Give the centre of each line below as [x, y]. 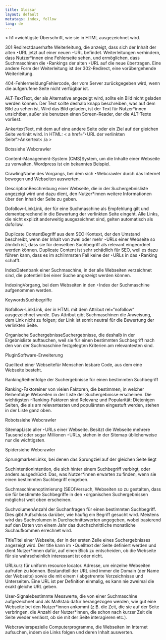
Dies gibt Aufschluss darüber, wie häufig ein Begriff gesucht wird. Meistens [82, 515]
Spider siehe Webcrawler [30, 450]
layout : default [22, 14]
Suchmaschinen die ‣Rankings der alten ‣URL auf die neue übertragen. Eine [83, 63]
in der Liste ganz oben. [28, 411]
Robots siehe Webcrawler [31, 420]
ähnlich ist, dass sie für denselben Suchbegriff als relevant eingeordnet [78, 245]
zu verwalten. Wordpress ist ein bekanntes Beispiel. [58, 164]
